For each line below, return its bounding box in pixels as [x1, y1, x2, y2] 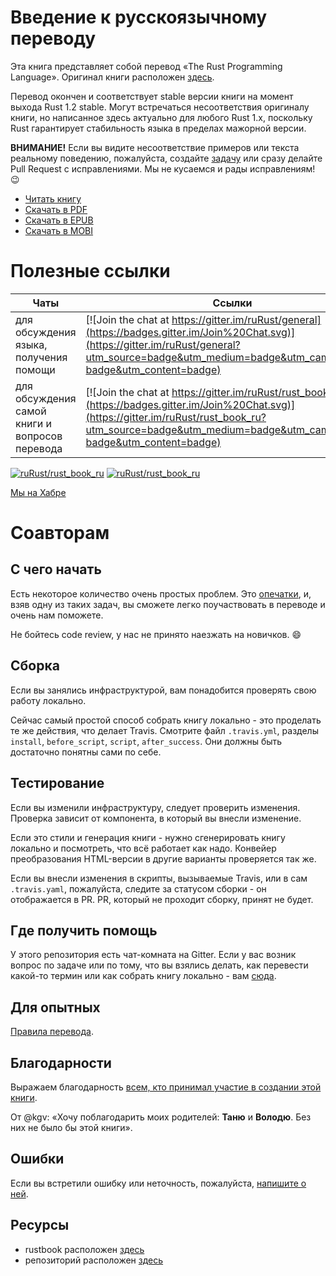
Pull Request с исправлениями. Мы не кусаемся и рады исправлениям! [10, 162, 316, 175]
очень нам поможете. [10, 609, 104, 621]
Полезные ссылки [10, 260, 171, 283]
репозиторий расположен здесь [24, 1254, 164, 1266]
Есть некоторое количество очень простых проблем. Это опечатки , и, [10, 587, 312, 600]
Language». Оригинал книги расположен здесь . [10, 71, 215, 83]
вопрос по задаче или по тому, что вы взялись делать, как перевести [10, 959, 309, 971]
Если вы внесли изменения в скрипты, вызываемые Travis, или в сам [10, 872, 308, 884]
